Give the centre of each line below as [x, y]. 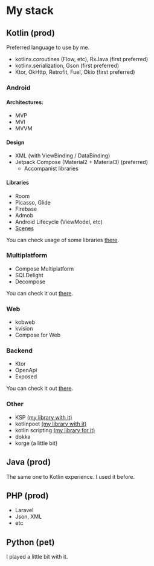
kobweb [25, 322]
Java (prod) [29, 462]
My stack [30, 11]
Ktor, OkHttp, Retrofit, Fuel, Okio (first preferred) [75, 72]
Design [15, 142]
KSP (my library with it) [43, 417]
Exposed [26, 377]
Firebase [26, 209]
